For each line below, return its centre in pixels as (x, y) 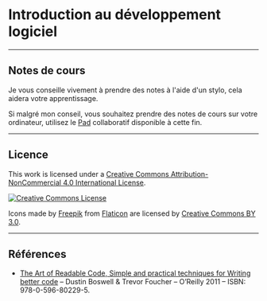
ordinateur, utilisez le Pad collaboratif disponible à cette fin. (105, 122)
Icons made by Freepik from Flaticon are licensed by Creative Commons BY (132, 213)
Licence (29, 155)
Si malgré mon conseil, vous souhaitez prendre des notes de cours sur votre (133, 114)
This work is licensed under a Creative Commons (89, 174)
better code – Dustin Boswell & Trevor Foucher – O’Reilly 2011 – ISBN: (133, 282)
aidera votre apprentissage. (53, 98)
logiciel (33, 31)
